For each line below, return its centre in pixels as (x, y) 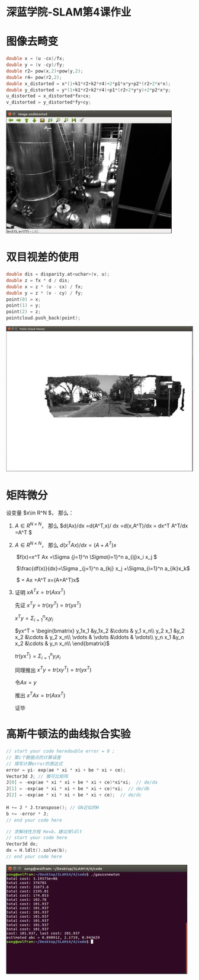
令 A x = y (25, 682)
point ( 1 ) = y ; (24, 306)
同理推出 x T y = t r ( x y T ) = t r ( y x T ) (53, 669)
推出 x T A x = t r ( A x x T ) (40, 695)
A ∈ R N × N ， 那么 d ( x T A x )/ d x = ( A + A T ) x (65, 544)
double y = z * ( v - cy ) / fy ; (45, 293)
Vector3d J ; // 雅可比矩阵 (37, 776)
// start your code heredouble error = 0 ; (61, 751)
